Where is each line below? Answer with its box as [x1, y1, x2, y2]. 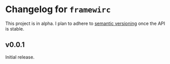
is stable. [5, 25, 25, 31]
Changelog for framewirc [5, 4, 111, 15]
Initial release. [5, 54, 35, 60]
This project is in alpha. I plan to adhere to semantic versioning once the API [5, 20, 165, 26]
